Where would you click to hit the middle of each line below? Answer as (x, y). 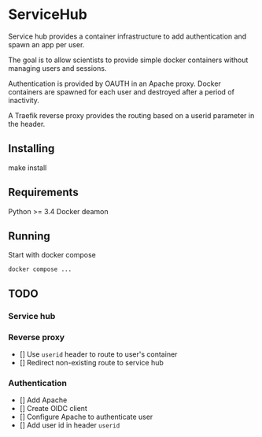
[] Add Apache (43, 400)
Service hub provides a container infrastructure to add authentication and (127, 36)
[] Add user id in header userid (70, 425)
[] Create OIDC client (54, 409)
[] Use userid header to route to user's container (98, 354)
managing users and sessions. (57, 68)
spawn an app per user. (46, 44)
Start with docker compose (52, 255)
